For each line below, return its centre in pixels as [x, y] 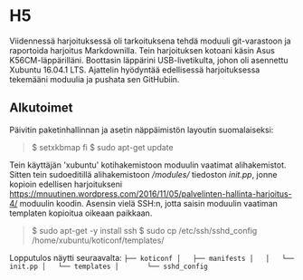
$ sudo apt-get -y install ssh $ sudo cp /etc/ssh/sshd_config [144, 230]
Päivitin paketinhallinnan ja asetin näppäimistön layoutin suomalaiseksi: [142, 130]
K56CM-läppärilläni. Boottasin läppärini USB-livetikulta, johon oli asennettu [149, 60]
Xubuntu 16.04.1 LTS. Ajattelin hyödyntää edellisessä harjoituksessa [135, 70]
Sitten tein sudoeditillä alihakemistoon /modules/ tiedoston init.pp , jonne [143, 174]
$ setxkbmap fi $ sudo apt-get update [102, 147]
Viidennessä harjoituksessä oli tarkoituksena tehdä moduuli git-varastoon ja [150, 41]
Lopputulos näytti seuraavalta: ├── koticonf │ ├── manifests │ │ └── [152, 257]
